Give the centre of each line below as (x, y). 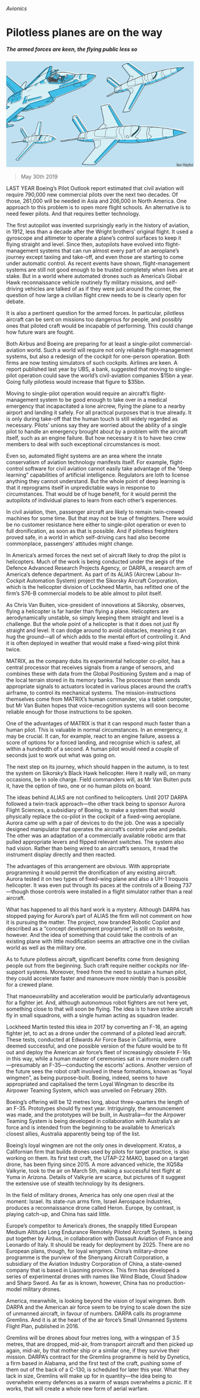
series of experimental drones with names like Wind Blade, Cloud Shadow (97, 1277)
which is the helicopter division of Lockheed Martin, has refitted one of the (98, 587)
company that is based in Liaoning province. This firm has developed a (93, 1270)
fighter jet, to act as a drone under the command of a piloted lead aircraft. (96, 1033)
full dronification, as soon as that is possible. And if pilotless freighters (92, 531)
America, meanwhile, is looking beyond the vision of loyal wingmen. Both (96, 1301)
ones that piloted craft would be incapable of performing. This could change (100, 326)
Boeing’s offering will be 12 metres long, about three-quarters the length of (98, 1102)
